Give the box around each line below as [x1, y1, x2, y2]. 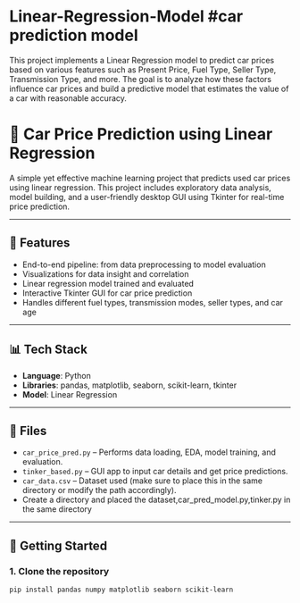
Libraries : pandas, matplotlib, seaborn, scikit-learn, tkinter [21, 380, 237, 390]
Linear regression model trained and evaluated [21, 278, 195, 289]
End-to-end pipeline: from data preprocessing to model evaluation [21, 259, 266, 270]
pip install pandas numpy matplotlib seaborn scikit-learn [9, 585, 234, 594]
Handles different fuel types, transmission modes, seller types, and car [21, 297, 284, 307]
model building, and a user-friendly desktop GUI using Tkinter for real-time [9, 191, 285, 202]
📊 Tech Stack [9, 342, 87, 357]
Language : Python [21, 370, 91, 381]
